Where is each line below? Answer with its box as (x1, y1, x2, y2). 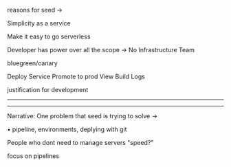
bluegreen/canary (7, 59, 58, 67)
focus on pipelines (7, 152, 60, 160)
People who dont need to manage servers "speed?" (7, 139, 154, 146)
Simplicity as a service (7, 19, 71, 27)
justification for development (7, 86, 89, 93)
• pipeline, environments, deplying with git (7, 125, 127, 133)
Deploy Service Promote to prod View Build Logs (7, 72, 146, 80)
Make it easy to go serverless (7, 32, 91, 41)
